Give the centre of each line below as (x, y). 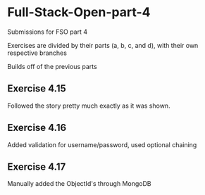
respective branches (37, 53)
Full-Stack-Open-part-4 (79, 12)
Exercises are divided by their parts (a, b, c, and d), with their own (103, 45)
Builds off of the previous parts (52, 66)
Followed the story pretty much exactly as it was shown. (89, 106)
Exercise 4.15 (37, 89)
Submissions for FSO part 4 (48, 32)
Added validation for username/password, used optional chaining (102, 144)
